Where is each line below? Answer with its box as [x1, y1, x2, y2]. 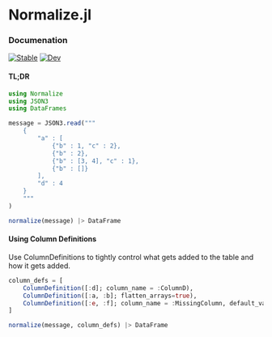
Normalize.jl [8, 6, 91, 24]
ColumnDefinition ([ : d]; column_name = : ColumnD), [23, 284, 194, 292]
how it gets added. [8, 261, 71, 271]
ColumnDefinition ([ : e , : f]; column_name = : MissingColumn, [23, 299, 227, 307]
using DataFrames [8, 105, 67, 113]
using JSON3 [8, 97, 49, 105]
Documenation [8, 35, 68, 46]
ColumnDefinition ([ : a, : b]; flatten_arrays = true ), [23, 292, 198, 300]
